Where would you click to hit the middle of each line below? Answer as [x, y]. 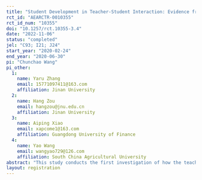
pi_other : [19, 67]
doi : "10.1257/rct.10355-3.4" [44, 28]
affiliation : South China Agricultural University [82, 157]
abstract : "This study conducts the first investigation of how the [94, 163]
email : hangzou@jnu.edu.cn [51, 106]
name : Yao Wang [36, 145]
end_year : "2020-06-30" [36, 56]
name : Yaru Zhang [39, 79]
